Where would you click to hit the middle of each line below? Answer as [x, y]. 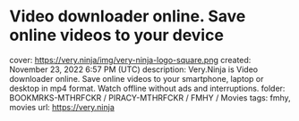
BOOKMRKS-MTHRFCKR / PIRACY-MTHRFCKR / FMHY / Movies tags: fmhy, [150, 97]
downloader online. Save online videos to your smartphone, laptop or [137, 78]
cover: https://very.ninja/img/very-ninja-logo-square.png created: [130, 60]
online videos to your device [116, 35]
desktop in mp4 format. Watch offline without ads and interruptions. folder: [147, 88]
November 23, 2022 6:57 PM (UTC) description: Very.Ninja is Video [133, 69]
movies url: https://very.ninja [62, 107]
